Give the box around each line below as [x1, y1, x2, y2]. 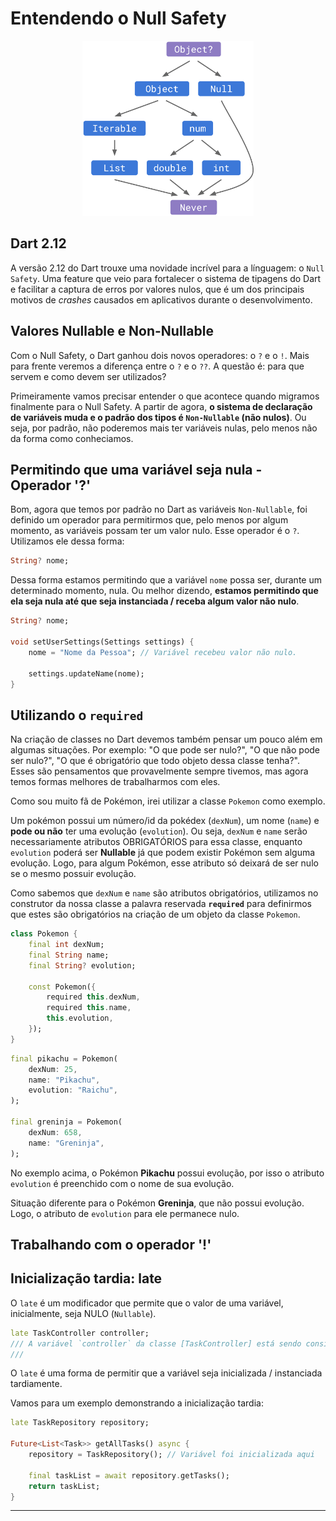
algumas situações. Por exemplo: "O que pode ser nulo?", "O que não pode [10, 744, 321, 756]
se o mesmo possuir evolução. [10, 868, 137, 880]
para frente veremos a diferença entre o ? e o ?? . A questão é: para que [10, 360, 305, 372]
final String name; [28, 950, 110, 960]
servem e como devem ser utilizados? [10, 370, 167, 382]
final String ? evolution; [28, 960, 137, 971]
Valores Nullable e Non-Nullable [10, 323, 214, 340]
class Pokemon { [10, 929, 78, 939]
